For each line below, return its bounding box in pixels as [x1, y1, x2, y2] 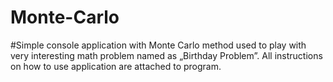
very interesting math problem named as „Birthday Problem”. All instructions [10, 49, 323, 61]
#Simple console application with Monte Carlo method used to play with [10, 39, 307, 51]
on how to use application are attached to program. [10, 60, 222, 72]
